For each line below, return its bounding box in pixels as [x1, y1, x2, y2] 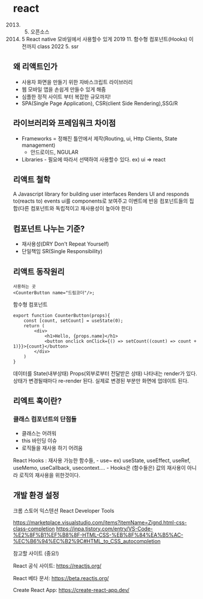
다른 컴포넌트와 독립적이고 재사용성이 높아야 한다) [19, 205, 133, 212]
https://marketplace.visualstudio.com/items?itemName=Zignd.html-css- [13, 519, 187, 526]
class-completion [13, 525, 55, 532]
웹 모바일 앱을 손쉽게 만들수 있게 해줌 [21, 86, 106, 93]
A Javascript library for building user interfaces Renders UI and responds [13, 190, 190, 198]
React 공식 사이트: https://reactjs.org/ [13, 562, 102, 569]
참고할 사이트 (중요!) [13, 550, 60, 557]
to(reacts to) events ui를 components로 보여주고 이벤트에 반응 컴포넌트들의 [13, 197, 188, 204]
